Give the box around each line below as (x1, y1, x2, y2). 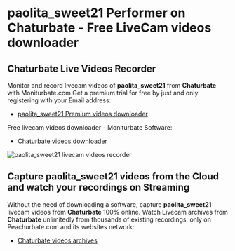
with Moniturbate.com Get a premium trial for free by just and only (7, 89, 199, 97)
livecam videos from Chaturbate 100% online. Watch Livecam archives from (7, 208, 228, 216)
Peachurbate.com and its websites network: (7, 222, 135, 231)
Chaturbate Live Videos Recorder (7, 62, 156, 74)
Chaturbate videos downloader (17, 137, 107, 145)
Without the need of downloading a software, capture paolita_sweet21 (7, 200, 212, 208)
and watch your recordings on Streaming (7, 182, 190, 194)
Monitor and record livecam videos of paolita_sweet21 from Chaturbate (7, 81, 217, 89)
